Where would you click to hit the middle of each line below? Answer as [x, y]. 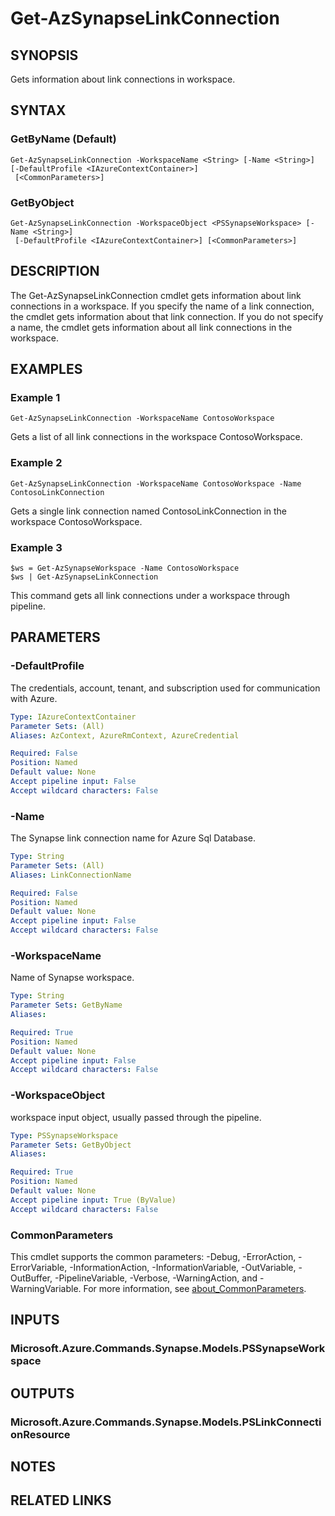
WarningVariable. [46, 1288]
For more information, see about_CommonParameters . [195, 1288]
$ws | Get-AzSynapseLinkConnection [84, 577]
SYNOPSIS [44, 55]
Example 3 [36, 547]
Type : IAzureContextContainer [73, 717]
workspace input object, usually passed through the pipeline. [136, 1117]
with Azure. [34, 698]
